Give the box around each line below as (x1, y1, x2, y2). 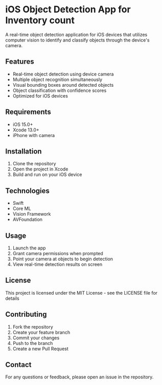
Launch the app (12, 245, 46, 251)
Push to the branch (12, 340, 53, 346)
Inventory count (5, 14, 75, 26)
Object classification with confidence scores (12, 87, 107, 93)
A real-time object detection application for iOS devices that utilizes (5, 31, 148, 37)
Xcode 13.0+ (12, 127, 39, 133)
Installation (5, 147, 42, 156)
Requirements (5, 108, 51, 117)
